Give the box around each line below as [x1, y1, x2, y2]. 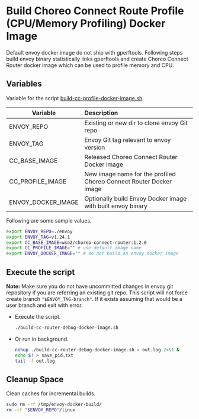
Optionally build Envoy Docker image [84, 194, 187, 202]
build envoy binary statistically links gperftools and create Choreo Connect [6, 55, 188, 62]
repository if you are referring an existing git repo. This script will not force [6, 289, 188, 296]
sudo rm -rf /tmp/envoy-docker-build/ [6, 402, 102, 408]
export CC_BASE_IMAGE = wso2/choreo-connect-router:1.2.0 [6, 239, 147, 246]
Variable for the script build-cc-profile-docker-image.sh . [6, 94, 144, 101]
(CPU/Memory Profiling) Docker [6, 17, 166, 30]
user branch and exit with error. [6, 301, 83, 309]
